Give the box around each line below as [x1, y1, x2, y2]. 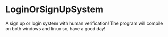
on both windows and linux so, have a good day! [5, 25, 106, 31]
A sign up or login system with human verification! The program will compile [5, 20, 163, 26]
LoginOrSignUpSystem [5, 4, 103, 15]
